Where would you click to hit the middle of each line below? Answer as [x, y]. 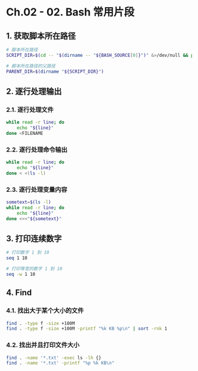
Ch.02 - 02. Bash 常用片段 [70, 12]
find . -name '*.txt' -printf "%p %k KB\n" [60, 363]
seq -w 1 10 [21, 274]
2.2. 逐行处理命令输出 [37, 150]
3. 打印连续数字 [34, 238]
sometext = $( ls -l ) [29, 202]
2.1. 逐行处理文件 [30, 109]
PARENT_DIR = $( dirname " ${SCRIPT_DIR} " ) [55, 72]
